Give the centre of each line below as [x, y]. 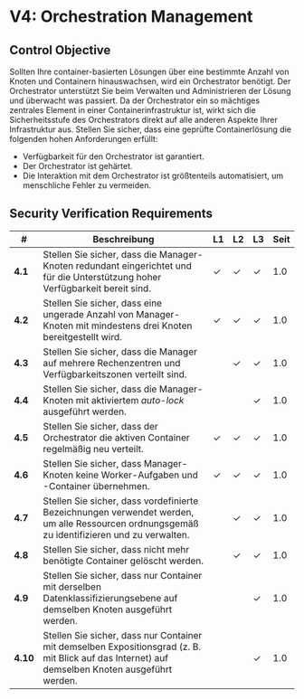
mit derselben [72, 587]
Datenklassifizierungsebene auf [110, 598]
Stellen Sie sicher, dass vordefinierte [121, 501]
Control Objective [60, 50]
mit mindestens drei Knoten [134, 326]
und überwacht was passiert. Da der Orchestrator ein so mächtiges [135, 100]
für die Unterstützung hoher [102, 277]
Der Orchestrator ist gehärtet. [77, 166]
